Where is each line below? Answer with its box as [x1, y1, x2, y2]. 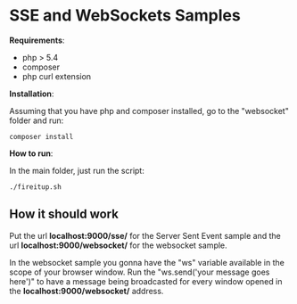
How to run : [9, 148, 54, 159]
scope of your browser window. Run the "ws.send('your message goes [9, 267, 270, 277]
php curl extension [21, 70, 92, 81]
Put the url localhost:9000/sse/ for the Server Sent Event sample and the [9, 230, 281, 241]
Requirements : [9, 35, 65, 45]
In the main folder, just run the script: [9, 165, 144, 176]
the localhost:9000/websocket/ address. [9, 285, 164, 296]
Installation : [9, 88, 54, 99]
